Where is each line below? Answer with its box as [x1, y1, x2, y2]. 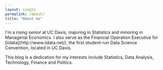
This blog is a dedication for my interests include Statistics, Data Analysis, [5, 54, 154, 60]
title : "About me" [5, 16, 43, 21]
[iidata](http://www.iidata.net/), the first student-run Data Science [5, 40, 138, 46]
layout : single [5, 7, 36, 12]
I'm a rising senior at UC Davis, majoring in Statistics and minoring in [5, 30, 143, 35]
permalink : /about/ [5, 12, 45, 17]
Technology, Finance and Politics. [5, 59, 73, 66]
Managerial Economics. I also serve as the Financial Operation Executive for [5, 35, 158, 40]
